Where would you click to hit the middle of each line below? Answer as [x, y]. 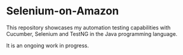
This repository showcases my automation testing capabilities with [88, 27]
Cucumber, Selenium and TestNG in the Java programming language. [92, 33]
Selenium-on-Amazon [62, 11]
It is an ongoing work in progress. [48, 45]
